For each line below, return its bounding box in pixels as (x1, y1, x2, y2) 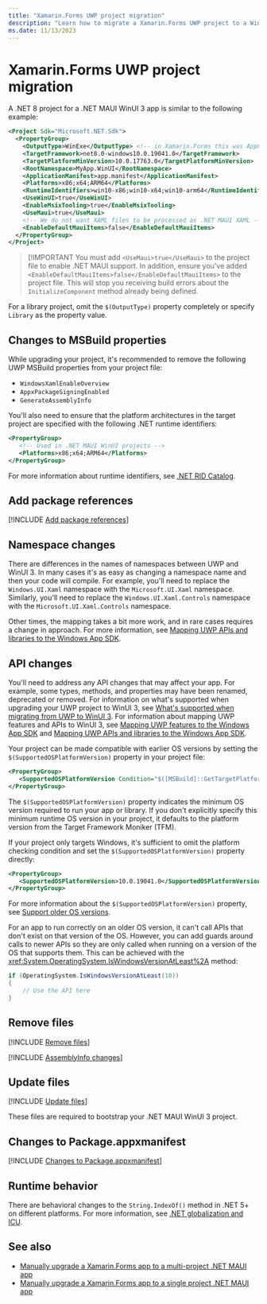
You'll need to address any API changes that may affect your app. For (8, 678, 236, 687)
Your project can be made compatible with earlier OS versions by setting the (8, 744, 258, 753)
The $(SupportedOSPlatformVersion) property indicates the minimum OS (8, 796, 245, 807)
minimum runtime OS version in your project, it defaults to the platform (8, 814, 239, 823)
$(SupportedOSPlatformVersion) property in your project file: (8, 753, 205, 762)
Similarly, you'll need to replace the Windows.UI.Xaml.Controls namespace (8, 593, 251, 602)
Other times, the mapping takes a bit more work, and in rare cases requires (8, 617, 253, 626)
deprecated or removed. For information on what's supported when (8, 695, 229, 704)
